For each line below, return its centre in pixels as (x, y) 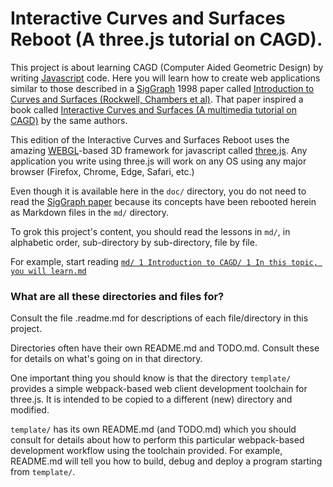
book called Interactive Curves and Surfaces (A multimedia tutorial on (153, 109)
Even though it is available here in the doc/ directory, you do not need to (158, 191)
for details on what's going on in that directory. (106, 359)
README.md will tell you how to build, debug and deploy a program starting (166, 461)
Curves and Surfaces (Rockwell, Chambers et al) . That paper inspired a (157, 99)
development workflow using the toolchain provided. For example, (146, 451)
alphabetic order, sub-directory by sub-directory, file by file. (134, 242)
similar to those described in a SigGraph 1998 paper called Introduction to (162, 88)
